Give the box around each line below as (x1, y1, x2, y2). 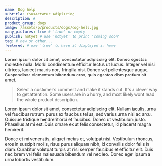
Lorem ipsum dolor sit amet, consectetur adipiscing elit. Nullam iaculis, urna (5, 106, 156, 112)
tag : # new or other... (5, 39, 53, 44)
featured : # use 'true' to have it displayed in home (5, 43, 116, 48)
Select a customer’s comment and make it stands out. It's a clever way (16, 86, 158, 92)
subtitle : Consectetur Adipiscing (5, 12, 75, 16)
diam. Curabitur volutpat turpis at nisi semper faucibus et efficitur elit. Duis (5, 146, 154, 152)
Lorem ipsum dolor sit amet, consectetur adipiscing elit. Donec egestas (5, 56, 147, 62)
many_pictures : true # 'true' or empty (5, 30, 86, 34)
